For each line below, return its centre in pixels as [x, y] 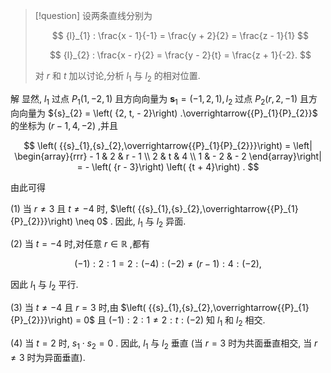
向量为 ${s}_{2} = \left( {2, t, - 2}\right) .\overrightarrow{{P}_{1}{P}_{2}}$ [168, 113]
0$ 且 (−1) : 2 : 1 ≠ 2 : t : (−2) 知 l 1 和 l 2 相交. [174, 321]
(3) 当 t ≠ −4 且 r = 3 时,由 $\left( [78, 308]
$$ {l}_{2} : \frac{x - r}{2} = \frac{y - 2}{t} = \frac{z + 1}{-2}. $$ [180, 55]
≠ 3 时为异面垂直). [48, 357]
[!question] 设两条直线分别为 [93, 15]
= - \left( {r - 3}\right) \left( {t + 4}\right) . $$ [168, 166]
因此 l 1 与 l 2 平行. [44, 286]
